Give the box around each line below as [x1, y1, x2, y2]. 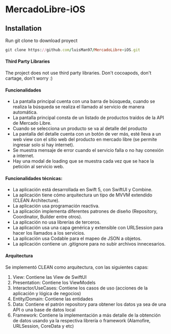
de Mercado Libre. [12, 120, 52, 126]
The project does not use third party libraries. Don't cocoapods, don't [5, 70, 152, 76]
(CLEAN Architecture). [12, 197, 60, 204]
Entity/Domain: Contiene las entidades [12, 296, 93, 302]
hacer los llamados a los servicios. [12, 230, 85, 236]
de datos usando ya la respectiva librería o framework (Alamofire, [12, 317, 151, 323]
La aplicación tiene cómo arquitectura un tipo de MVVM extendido [12, 192, 153, 198]
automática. [12, 109, 38, 116]
